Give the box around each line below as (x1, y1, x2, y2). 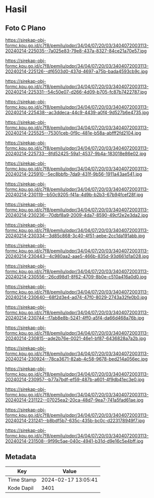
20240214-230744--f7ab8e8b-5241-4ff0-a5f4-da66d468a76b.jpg (5, 315, 144, 321)
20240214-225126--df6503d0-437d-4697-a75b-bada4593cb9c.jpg (5, 68, 148, 74)
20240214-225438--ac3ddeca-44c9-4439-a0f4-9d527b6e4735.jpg (5, 110, 149, 115)
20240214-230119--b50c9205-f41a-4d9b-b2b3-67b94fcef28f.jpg (5, 192, 143, 198)
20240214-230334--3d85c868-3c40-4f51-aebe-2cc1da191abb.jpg (5, 233, 145, 239)
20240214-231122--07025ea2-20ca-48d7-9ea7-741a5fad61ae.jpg (5, 397, 144, 403)
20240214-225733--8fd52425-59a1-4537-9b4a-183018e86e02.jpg (5, 151, 146, 156)
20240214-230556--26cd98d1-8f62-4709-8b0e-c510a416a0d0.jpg (5, 274, 147, 280)
